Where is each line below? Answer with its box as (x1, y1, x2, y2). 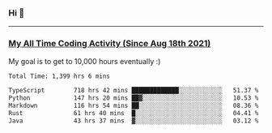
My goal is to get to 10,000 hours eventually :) (8, 56, 161, 66)
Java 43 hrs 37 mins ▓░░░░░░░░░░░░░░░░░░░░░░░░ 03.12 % (8, 117, 259, 125)
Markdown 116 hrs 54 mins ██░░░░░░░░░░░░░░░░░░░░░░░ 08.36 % (8, 101, 259, 110)
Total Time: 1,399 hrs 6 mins (8, 72, 111, 80)
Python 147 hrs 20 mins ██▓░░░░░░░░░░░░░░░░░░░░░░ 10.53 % (8, 94, 259, 102)
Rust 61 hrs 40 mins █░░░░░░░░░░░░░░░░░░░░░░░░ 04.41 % (8, 109, 259, 118)
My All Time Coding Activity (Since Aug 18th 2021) (8, 38, 211, 49)
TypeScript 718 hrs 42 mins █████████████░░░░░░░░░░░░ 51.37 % (8, 87, 259, 95)
